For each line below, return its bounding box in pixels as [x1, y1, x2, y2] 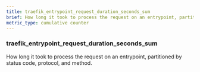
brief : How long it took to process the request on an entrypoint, [6, 14, 177, 20]
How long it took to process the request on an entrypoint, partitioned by [6, 53, 182, 60]
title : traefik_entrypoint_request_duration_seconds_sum [6, 8, 151, 15]
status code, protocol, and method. [6, 59, 92, 66]
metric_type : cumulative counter [6, 20, 89, 26]
